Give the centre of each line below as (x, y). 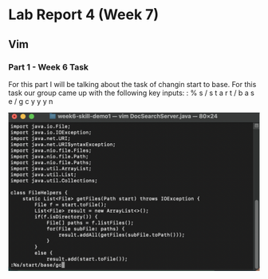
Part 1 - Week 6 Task (49, 67)
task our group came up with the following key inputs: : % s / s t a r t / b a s (132, 93)
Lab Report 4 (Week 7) (84, 15)
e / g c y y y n (31, 101)
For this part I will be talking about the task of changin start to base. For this (132, 84)
